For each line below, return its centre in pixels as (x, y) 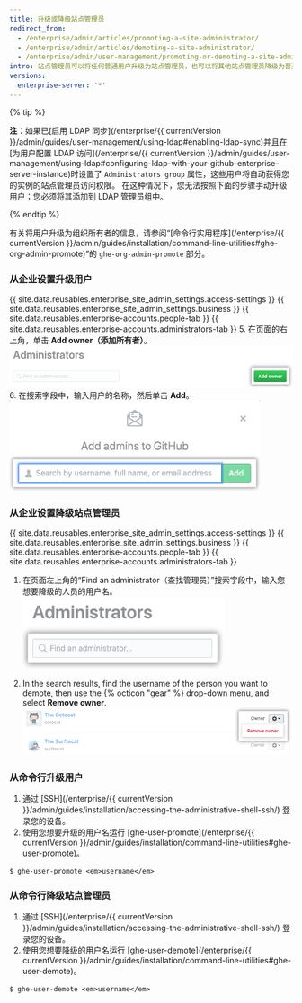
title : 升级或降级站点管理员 (57, 19)
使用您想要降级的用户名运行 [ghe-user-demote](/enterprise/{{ (137, 950)
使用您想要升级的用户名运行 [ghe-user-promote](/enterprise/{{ (138, 832)
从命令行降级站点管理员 (60, 895)
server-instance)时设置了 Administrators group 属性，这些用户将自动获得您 (150, 173)
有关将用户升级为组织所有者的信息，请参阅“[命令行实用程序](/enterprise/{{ (147, 233)
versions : (28, 76)
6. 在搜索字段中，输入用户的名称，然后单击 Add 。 (102, 395)
